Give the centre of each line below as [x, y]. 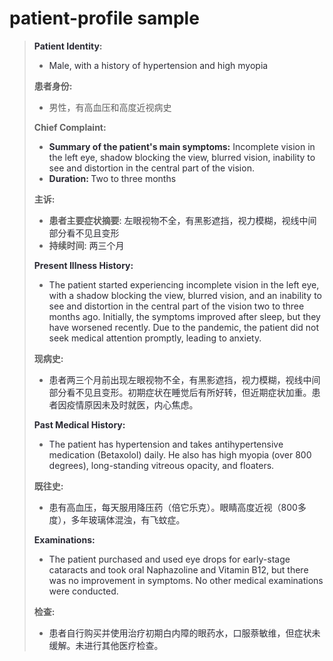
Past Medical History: [79, 424]
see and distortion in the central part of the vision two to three [176, 306]
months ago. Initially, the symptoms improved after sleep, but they [184, 316]
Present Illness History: [83, 265]
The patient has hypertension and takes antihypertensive [166, 444]
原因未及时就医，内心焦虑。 [141, 404]
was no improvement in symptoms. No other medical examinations [186, 580]
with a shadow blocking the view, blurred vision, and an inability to [185, 295]
